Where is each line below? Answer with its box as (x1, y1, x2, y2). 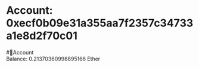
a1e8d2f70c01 (6, 29, 77, 42)
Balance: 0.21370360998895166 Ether (6, 55, 101, 62)
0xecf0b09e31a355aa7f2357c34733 (6, 16, 194, 30)
